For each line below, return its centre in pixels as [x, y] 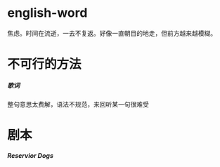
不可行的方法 [45, 64]
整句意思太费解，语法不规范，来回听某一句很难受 [78, 105]
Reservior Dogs [31, 155]
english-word [47, 13]
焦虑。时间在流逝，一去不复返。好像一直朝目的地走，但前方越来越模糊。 [112, 33]
